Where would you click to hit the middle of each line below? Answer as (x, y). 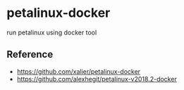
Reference (30, 54)
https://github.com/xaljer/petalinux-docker (79, 71)
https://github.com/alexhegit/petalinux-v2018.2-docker (97, 79)
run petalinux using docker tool (52, 32)
